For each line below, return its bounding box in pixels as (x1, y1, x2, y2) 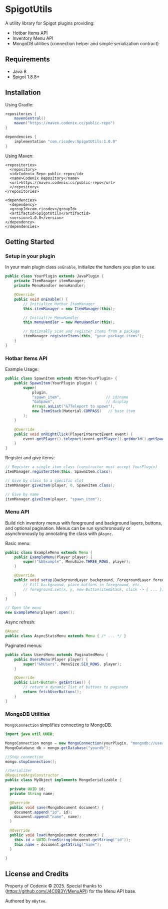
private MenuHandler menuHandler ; (14, 283, 86, 288)
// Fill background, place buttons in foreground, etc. (23, 582, 142, 587)
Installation (5, 88, 41, 97)
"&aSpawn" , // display (31, 399, 128, 405)
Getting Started (5, 237, 54, 246)
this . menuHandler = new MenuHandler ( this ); (23, 320, 115, 325)
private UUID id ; (9, 787, 46, 792)
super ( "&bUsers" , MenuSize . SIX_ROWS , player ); (23, 662, 122, 667)
